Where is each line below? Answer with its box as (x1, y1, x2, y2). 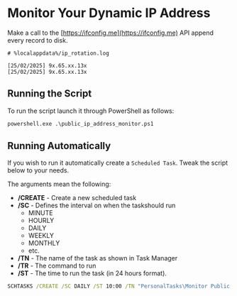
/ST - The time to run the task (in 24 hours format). (17, 269, 167, 278)
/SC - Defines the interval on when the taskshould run (17, 201, 176, 210)
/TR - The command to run (17, 261, 97, 270)
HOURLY (28, 216, 55, 225)
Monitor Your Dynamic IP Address (7, 5, 211, 21)
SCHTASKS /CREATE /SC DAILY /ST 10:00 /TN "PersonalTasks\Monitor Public (7, 283, 231, 290)
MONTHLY (28, 239, 60, 248)
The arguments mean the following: (7, 180, 111, 189)
